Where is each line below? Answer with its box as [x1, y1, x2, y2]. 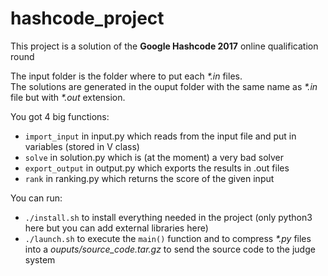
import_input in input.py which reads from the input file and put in [24, 130, 297, 142]
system [24, 253, 56, 266]
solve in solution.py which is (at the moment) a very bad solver [24, 151, 285, 163]
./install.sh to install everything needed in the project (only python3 [24, 211, 313, 223]
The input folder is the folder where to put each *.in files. [10, 70, 243, 82]
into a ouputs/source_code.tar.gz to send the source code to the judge [24, 243, 316, 255]
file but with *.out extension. [10, 91, 126, 103]
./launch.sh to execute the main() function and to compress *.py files [24, 232, 312, 244]
